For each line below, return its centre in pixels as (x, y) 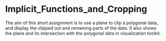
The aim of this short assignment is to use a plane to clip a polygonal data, (82, 23)
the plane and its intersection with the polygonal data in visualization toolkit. (83, 33)
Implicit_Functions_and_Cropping (76, 9)
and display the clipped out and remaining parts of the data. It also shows (81, 28)
